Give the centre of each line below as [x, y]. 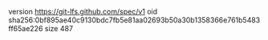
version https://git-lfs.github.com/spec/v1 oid [83, 12]
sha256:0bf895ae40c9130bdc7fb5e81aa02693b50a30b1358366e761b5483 [134, 20]
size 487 [59, 28]
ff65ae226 [26, 28]
